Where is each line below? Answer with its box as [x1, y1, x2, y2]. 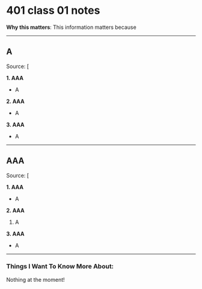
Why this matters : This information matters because [6, 23, 136, 31]
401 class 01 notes [6, 4, 100, 17]
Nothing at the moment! [6, 276, 65, 283]
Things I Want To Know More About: [6, 263, 114, 271]
